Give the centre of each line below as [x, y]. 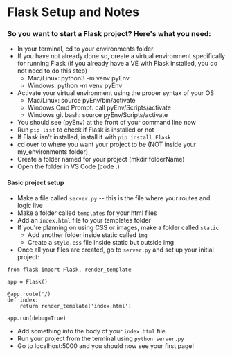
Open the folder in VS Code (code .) [68, 166]
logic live [30, 205]
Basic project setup [36, 183]
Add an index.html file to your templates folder [84, 220]
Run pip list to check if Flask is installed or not [86, 130]
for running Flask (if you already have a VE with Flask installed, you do [117, 64]
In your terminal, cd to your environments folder [85, 49]
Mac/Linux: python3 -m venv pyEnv [78, 78]
